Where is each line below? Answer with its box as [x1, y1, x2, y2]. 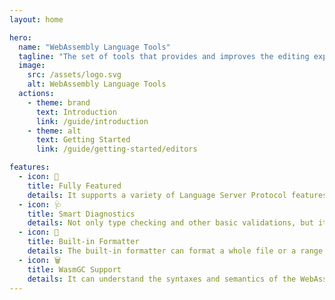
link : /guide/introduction [35, 116, 149, 126]
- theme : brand [27, 97, 91, 108]
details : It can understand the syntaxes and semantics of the [27, 274, 297, 284]
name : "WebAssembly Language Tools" [18, 42, 171, 52]
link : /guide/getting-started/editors [35, 144, 198, 155]
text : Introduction [35, 107, 117, 117]
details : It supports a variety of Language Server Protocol [27, 190, 287, 200]
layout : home [9, 14, 64, 25]
